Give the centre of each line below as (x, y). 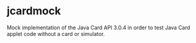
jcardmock (34, 11)
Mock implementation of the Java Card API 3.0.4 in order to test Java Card (99, 27)
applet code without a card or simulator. (56, 33)
